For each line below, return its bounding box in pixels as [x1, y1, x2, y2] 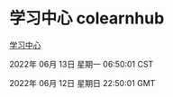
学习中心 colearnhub [9, 8, 165, 29]
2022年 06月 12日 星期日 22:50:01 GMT [9, 77, 156, 88]
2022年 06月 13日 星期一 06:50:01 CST [9, 58, 154, 69]
